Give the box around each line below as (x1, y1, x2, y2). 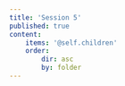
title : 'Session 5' (9, 13, 82, 22)
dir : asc (41, 55, 74, 64)
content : (9, 30, 42, 39)
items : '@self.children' (25, 38, 118, 47)
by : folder (41, 64, 82, 73)
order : (25, 47, 50, 56)
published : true (9, 21, 70, 30)
